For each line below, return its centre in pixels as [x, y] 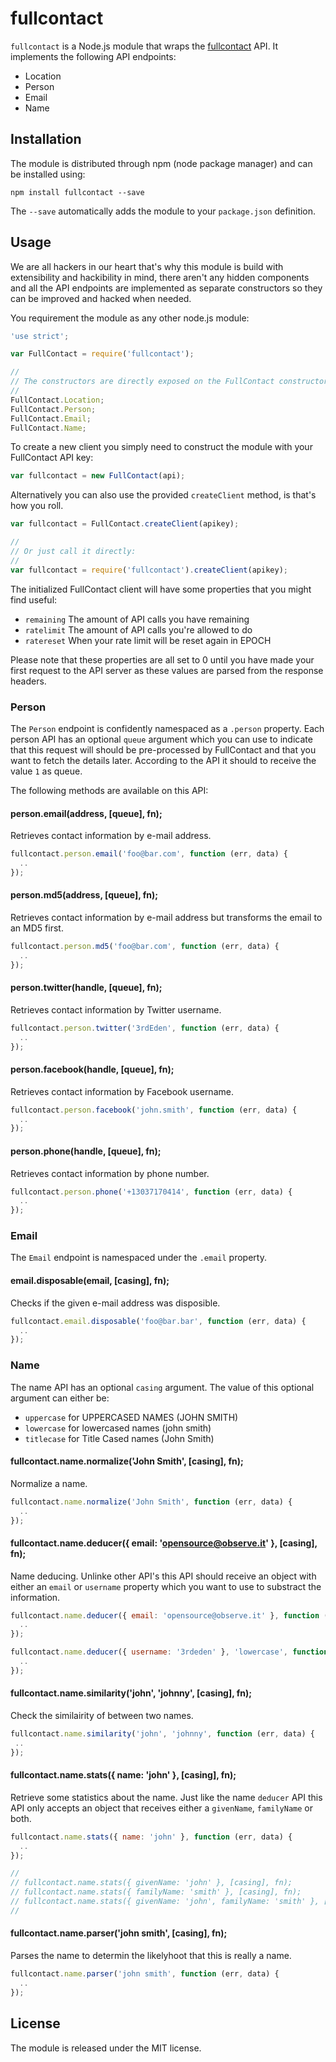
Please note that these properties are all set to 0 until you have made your [162, 659]
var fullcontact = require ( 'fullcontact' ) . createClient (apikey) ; [149, 570]
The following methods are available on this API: [109, 790]
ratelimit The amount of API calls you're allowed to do [138, 629]
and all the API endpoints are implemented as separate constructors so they [166, 288]
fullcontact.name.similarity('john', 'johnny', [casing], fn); [131, 1693]
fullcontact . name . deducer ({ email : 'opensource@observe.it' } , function [165, 1615]
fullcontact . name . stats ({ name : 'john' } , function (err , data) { [151, 1837]
